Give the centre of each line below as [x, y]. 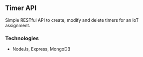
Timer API [21, 8]
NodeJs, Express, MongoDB [41, 49]
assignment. [18, 25]
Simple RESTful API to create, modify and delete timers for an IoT [72, 20]
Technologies [22, 38]
